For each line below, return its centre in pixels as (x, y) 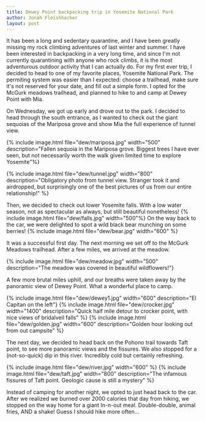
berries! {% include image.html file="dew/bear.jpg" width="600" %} (92, 231)
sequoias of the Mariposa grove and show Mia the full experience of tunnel (101, 124)
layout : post (23, 23)
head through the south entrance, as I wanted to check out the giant (92, 117)
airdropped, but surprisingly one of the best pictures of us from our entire (99, 187)
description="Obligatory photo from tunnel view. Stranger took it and (93, 181)
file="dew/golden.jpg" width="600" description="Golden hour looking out (99, 324)
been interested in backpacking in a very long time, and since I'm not (93, 54)
